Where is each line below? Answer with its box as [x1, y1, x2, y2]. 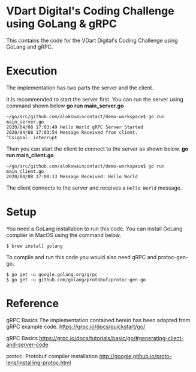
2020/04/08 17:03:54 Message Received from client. [6, 129, 138, 136]
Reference [6, 297, 59, 310]
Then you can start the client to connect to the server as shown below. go [6, 145, 189, 152]
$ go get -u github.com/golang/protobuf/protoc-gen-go [6, 277, 146, 283]
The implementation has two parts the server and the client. [6, 84, 154, 91]
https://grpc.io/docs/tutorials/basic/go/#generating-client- [38, 334, 184, 341]
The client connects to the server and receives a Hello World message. [6, 184, 182, 191]
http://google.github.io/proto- [99, 352, 172, 359]
